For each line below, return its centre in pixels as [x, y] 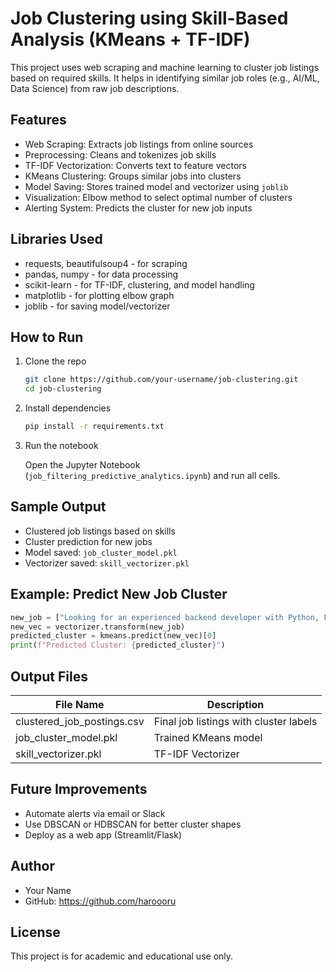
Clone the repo [55, 361]
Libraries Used [56, 239]
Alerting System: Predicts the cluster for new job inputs [138, 208]
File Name [80, 704]
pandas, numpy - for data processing [101, 274]
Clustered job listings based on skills [100, 531]
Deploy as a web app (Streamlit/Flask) [103, 834]
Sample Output [58, 507]
